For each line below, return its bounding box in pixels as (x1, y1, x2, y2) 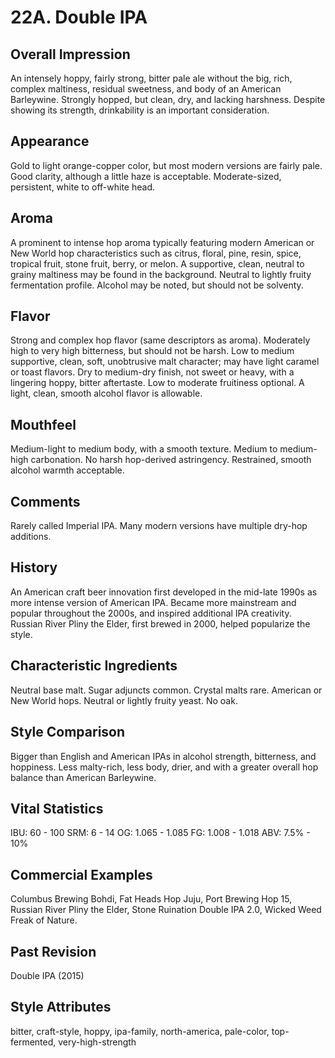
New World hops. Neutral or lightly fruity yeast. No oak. (10, 694, 238, 706)
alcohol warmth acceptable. (10, 464, 125, 476)
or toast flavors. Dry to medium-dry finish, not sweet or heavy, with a (10, 366, 295, 378)
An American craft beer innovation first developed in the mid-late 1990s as (10, 586, 318, 598)
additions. (10, 531, 52, 543)
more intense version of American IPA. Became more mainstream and (10, 596, 297, 608)
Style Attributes (10, 999, 112, 1016)
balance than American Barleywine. (10, 771, 157, 783)
